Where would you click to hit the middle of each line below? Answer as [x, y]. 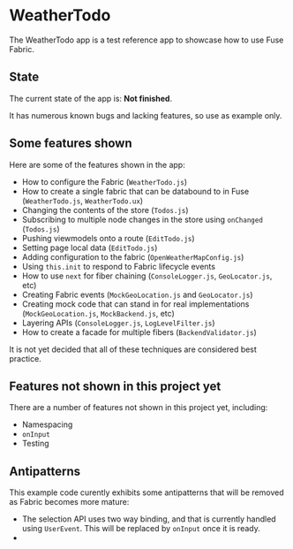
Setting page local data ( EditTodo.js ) [90, 248]
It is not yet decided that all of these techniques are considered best [133, 349]
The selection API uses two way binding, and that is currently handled [149, 519]
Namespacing [47, 424]
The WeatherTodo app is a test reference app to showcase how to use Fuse [146, 40]
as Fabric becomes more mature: [69, 502]
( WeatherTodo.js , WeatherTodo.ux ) [83, 201]
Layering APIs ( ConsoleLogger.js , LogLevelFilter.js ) [118, 323]
